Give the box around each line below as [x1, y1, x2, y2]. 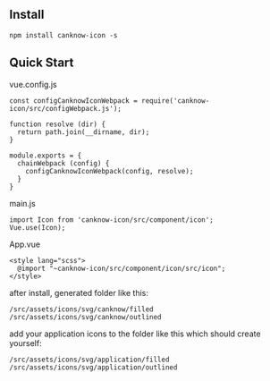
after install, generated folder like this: [9, 287, 149, 298]
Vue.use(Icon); [9, 223, 66, 232]
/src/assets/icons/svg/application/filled [9, 355, 170, 364]
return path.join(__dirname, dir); [17, 127, 150, 137]
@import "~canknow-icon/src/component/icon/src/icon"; [17, 264, 226, 273]
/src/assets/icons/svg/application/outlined [9, 362, 178, 372]
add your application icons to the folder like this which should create [9, 328, 261, 339]
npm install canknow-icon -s [9, 30, 118, 39]
